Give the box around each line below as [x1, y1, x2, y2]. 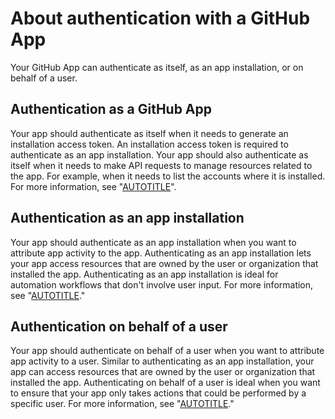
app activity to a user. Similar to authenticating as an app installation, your [10, 355, 315, 367]
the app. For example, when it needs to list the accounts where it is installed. [10, 170, 326, 182]
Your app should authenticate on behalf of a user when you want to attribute [10, 345, 325, 357]
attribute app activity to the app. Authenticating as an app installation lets [10, 247, 312, 259]
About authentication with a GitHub [10, 7, 311, 30]
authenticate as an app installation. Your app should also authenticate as [10, 148, 309, 161]
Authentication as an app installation [10, 210, 245, 227]
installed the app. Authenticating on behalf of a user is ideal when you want [10, 377, 321, 389]
